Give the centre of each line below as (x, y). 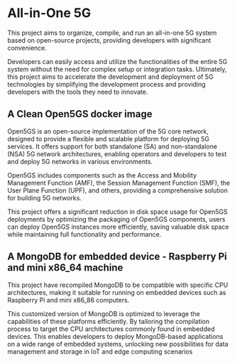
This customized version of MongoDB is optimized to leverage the (104, 313)
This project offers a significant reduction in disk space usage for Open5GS (118, 212)
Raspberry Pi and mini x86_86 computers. (68, 300)
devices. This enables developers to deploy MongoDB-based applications (115, 336)
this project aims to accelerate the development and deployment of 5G (111, 77)
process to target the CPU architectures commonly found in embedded (111, 329)
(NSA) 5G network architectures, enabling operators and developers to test (117, 153)
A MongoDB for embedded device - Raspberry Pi (117, 257)
